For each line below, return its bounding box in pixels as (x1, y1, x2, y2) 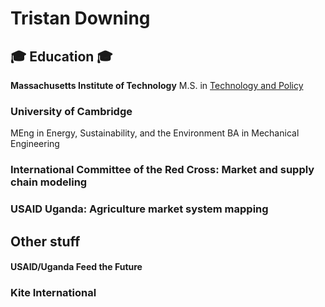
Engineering (10, 138, 60, 150)
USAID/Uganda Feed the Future (10, 261, 143, 273)
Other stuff (10, 233, 81, 250)
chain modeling (10, 175, 88, 189)
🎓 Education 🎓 (10, 48, 113, 65)
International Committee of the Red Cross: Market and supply (10, 163, 315, 177)
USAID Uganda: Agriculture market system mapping (10, 202, 269, 216)
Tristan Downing (10, 7, 151, 30)
